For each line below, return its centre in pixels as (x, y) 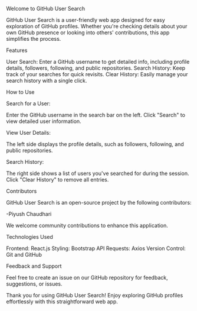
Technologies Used (29, 237)
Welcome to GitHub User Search (46, 9)
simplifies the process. (34, 39)
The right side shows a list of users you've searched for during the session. (98, 173)
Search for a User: (28, 103)
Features (17, 50)
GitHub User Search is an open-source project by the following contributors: (99, 203)
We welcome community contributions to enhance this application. (87, 225)
